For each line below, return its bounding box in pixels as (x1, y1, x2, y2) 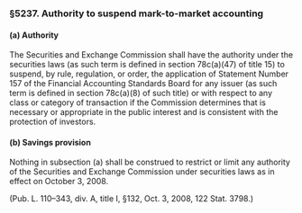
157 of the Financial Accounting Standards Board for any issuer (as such (9, 78, 278, 89)
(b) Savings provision (9, 137, 92, 147)
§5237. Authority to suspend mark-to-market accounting (9, 7, 264, 20)
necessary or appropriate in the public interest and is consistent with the (9, 107, 279, 118)
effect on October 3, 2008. (9, 176, 109, 187)
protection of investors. (9, 116, 96, 128)
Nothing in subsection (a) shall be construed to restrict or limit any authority (9, 156, 291, 168)
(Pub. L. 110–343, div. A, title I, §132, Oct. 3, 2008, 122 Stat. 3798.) (9, 193, 254, 204)
